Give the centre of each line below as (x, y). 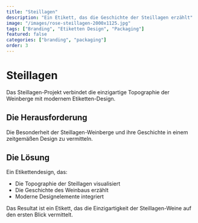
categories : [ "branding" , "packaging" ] (56, 40)
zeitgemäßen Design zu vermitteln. (49, 138)
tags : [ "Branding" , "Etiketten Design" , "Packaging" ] (75, 29)
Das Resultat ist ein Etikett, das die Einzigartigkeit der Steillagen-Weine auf (99, 208)
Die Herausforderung (47, 118)
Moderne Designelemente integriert (59, 196)
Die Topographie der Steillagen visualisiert (68, 184)
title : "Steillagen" (32, 12)
